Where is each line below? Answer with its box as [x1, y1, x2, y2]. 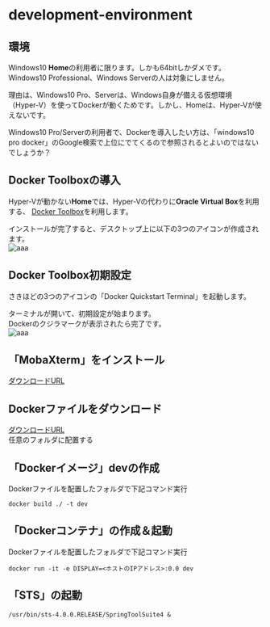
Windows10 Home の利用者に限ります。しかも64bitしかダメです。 [8, 63, 226, 72]
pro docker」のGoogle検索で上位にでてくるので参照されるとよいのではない [8, 137, 260, 147]
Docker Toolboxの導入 [8, 174, 121, 187]
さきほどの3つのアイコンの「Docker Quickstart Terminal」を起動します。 [8, 291, 251, 301]
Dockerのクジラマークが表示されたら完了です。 [8, 318, 166, 328]
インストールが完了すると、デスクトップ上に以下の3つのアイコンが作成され [8, 224, 260, 234]
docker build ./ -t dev [8, 500, 89, 508]
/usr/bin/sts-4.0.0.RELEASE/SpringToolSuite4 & [8, 610, 172, 619]
